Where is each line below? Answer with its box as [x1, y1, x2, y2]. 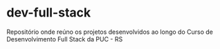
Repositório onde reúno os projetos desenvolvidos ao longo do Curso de [6, 28, 214, 36]
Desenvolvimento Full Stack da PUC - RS [6, 35, 123, 43]
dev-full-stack [6, 5, 91, 21]
